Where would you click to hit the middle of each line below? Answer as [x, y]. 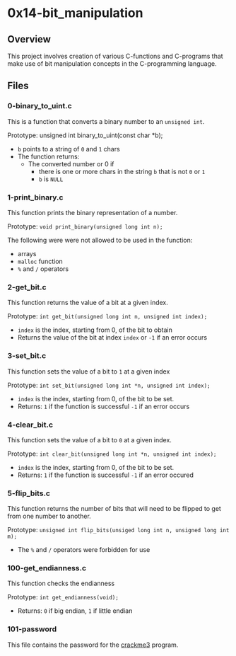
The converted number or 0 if [71, 163]
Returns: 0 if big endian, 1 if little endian [75, 611]
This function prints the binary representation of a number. [93, 212]
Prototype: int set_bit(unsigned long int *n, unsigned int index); [109, 385]
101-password [32, 629]
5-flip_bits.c [29, 493]
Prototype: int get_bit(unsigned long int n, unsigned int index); [107, 316]
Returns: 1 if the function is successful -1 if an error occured [106, 475]
